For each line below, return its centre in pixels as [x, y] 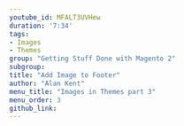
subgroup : [27, 67]
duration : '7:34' [41, 26]
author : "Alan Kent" [47, 83]
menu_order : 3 [35, 100]
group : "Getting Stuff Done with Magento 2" [92, 59]
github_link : [33, 108]
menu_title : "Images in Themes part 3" [83, 91]
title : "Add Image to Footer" [65, 75]
